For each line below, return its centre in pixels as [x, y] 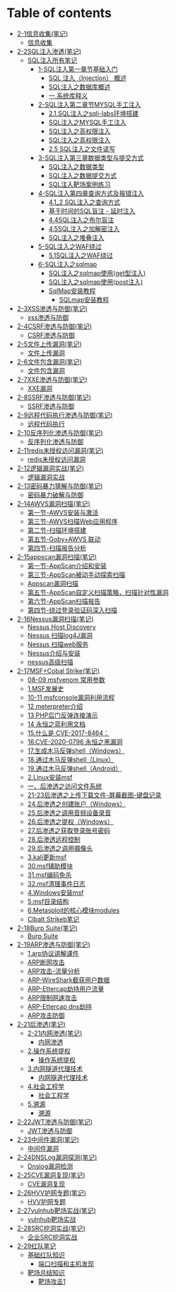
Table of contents [59, 13]
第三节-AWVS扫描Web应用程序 [72, 521]
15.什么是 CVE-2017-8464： [69, 733]
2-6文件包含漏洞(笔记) [49, 361]
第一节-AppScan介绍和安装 [67, 565]
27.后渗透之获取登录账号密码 [69, 830]
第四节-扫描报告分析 [57, 548]
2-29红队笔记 [36, 1246]
